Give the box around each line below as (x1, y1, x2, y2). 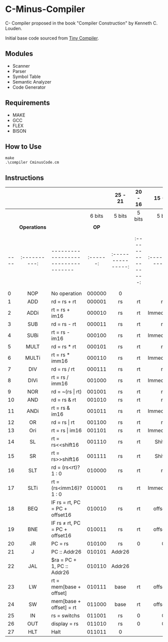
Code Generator (12, 84, 46, 90)
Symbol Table (12, 74, 41, 80)
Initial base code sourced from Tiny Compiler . (5, 35, 99, 41)
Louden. (5, 25, 22, 31)
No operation (51, 290, 82, 297)
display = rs (51, 620, 79, 627)
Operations (19, 224, 46, 231)
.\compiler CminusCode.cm (5, 160, 59, 165)
